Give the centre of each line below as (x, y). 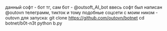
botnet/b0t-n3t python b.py (34, 23)
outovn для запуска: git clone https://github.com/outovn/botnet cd (75, 18)
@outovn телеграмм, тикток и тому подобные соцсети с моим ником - (81, 12)
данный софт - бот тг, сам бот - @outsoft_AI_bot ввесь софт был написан (84, 7)
